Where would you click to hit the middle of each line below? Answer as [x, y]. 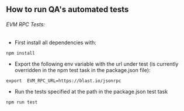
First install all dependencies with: [55, 42]
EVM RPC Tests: [26, 24]
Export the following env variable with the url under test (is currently [96, 64]
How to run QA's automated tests [67, 10]
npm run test [22, 102]
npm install [20, 53]
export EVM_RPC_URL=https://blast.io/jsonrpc [64, 81]
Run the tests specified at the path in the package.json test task [91, 91]
